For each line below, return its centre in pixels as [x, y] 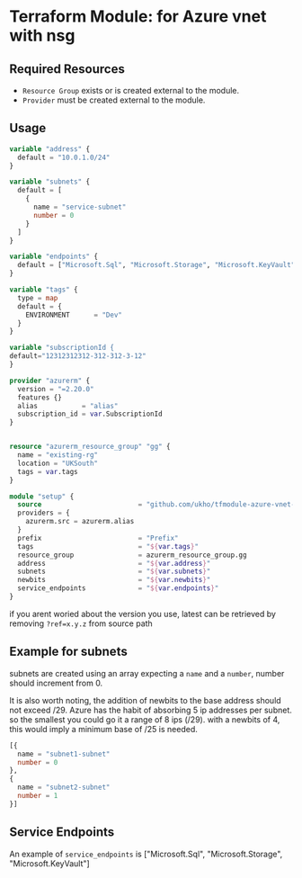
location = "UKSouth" [58, 463]
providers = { [44, 513]
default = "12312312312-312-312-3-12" [78, 356]
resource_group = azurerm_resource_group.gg [132, 555]
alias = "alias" [68, 406]
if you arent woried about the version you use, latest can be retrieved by [143, 614]
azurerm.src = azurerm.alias [80, 522]
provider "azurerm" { [50, 381]
